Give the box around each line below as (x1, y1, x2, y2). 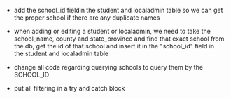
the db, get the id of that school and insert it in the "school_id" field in (13, 42, 215, 50)
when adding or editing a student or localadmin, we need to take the (13, 27, 211, 35)
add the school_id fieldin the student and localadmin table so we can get (13, 6, 223, 14)
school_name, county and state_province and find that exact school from (13, 34, 225, 43)
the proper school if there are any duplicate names (13, 13, 160, 22)
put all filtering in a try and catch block (13, 84, 125, 92)
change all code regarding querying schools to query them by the (13, 63, 204, 71)
